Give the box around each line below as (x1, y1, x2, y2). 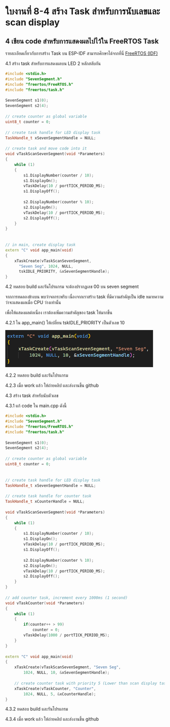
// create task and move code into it (5, 146, 87, 151)
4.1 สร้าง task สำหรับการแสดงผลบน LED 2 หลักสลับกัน (5, 60, 101, 66)
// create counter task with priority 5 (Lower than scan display (14, 680, 157, 686)
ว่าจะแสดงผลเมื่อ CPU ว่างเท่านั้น (5, 300, 61, 306)
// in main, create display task (5, 242, 76, 247)
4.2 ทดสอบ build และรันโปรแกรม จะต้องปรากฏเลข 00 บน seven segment (5, 283, 139, 289)
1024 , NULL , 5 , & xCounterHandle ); (23, 692, 96, 697)
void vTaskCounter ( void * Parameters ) (5, 600, 85, 606)
